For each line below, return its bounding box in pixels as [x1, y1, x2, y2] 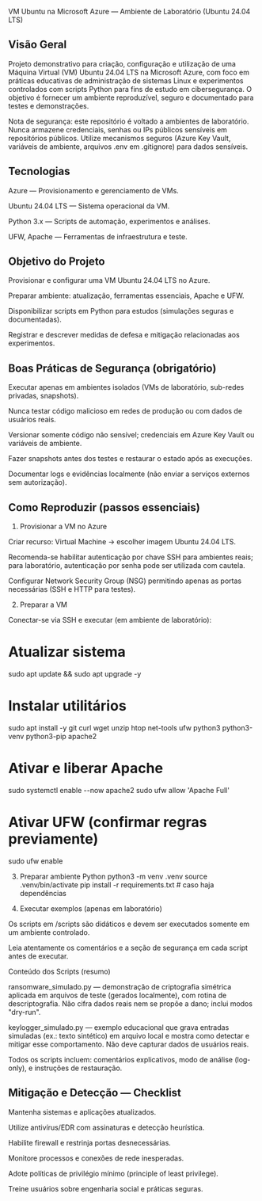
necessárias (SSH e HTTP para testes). [8, 585, 136, 594]
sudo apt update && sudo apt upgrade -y [8, 669, 142, 678]
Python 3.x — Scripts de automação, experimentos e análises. [8, 216, 211, 226]
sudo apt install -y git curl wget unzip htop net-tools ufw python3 [8, 723, 221, 732]
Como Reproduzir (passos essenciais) [8, 501, 200, 514]
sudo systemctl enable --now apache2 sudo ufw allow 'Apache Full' [8, 785, 230, 795]
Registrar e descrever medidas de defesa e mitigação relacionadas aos [8, 330, 240, 340]
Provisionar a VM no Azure [19, 522, 108, 532]
